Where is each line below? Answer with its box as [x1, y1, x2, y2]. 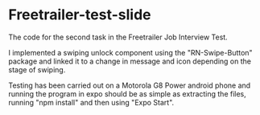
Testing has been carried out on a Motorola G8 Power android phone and [8, 80, 251, 90]
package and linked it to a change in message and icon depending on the [8, 56, 252, 66]
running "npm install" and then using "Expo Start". [8, 97, 175, 107]
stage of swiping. [8, 64, 66, 74]
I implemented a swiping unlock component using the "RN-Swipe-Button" [8, 47, 253, 57]
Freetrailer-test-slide [8, 6, 151, 24]
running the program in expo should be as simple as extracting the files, [8, 88, 247, 98]
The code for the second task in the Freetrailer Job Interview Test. [8, 32, 228, 42]
